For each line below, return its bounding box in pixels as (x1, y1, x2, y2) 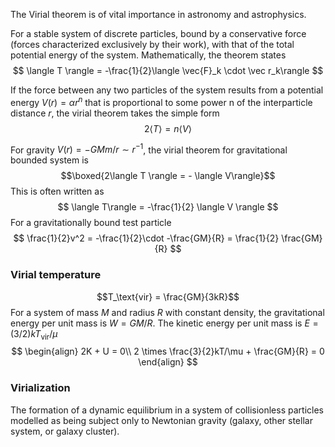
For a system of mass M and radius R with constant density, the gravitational (10, 306, 325, 318)
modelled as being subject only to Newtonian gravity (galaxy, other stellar (10, 414, 313, 426)
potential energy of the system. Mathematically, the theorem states (10, 49, 287, 61)
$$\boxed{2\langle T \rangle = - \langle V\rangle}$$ (60, 170, 276, 182)
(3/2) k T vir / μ (10, 327, 58, 342)
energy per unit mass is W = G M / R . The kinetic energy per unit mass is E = (10, 317, 319, 329)
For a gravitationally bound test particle (10, 217, 172, 229)
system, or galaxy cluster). (10, 425, 120, 437)
